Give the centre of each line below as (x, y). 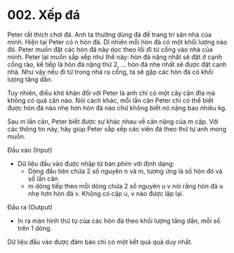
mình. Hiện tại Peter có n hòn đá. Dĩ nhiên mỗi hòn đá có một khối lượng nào (117, 41)
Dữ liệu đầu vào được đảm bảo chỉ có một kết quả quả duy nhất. (100, 242)
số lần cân (43, 179)
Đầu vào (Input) (30, 150)
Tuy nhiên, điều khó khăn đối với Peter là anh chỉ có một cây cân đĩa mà (111, 93)
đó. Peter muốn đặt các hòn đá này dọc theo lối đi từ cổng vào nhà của (110, 49)
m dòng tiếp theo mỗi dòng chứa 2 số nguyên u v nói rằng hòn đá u (125, 186)
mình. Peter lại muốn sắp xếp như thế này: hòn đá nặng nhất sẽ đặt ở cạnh (115, 57)
